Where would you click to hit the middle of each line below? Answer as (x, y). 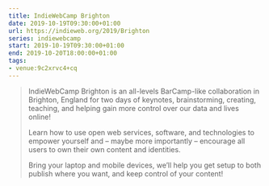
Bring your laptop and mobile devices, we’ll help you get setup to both (144, 165)
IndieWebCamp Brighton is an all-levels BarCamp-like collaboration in (144, 91)
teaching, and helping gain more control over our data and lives (134, 108)
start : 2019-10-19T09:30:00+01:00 (67, 46)
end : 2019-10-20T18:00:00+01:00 (63, 53)
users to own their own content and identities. (104, 149)
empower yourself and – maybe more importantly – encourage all (137, 141)
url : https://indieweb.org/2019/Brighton (79, 31)
